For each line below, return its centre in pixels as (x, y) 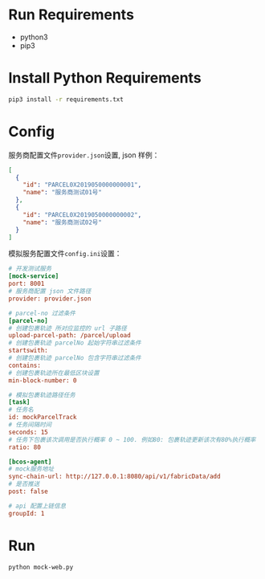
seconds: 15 (28, 432)
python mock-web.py (41, 567)
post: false (28, 491)
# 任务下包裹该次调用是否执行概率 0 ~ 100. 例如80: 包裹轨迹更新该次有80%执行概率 (132, 439)
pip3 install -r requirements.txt (66, 99)
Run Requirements (71, 15)
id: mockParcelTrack (43, 418)
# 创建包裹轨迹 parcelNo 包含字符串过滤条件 (75, 358)
